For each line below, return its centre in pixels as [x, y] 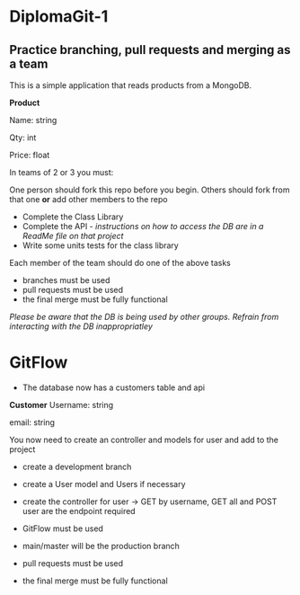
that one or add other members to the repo [88, 199]
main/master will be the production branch [101, 546]
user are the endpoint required [79, 511]
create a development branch [77, 466]
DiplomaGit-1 [59, 17]
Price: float [30, 155]
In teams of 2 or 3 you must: [62, 172]
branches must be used [66, 280]
